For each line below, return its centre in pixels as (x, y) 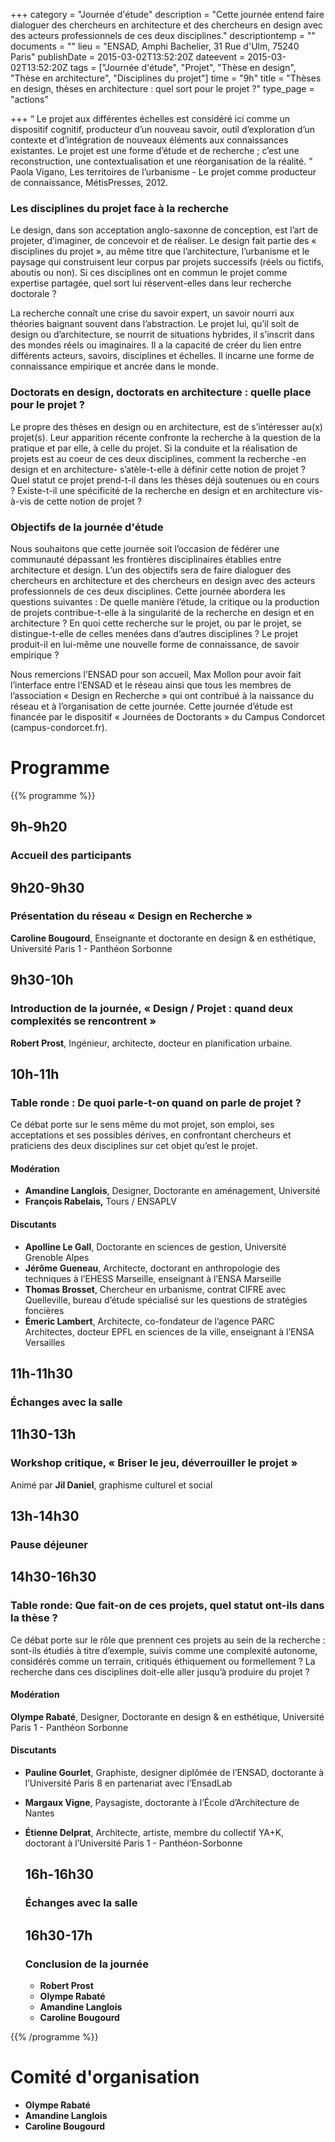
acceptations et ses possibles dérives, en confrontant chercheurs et (151, 1135)
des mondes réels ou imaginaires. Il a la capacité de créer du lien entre (156, 345)
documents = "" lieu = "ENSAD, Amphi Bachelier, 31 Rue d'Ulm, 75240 (155, 46)
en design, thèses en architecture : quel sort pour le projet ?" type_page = (162, 88)
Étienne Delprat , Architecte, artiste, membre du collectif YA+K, (154, 1833)
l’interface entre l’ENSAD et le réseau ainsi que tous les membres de (151, 685)
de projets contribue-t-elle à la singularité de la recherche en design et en (162, 612)
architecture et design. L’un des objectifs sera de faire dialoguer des (151, 570)
